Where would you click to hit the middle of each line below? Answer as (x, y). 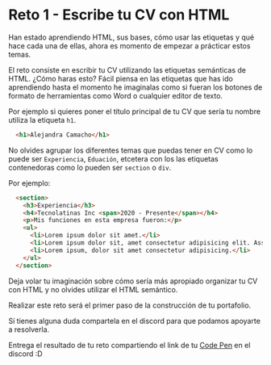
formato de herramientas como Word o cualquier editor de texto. (116, 95)
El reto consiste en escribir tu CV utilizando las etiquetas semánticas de (127, 69)
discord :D (25, 354)
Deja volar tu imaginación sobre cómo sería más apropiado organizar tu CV (133, 281)
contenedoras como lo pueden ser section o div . (90, 167)
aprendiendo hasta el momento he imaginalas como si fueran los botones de (135, 87)
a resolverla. (29, 329)
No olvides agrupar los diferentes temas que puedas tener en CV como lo (131, 150)
